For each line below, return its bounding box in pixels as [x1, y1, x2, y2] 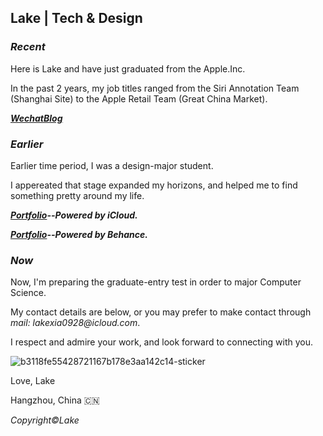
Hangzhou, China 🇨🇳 [10, 394, 100, 406]
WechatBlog [10, 112, 63, 124]
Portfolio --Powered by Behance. [10, 228, 148, 240]
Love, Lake [10, 375, 56, 387]
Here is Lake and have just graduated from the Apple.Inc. [10, 62, 246, 75]
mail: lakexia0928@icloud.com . [10, 317, 141, 329]
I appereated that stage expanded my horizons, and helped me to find [10, 179, 298, 191]
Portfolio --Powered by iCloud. [10, 209, 138, 221]
